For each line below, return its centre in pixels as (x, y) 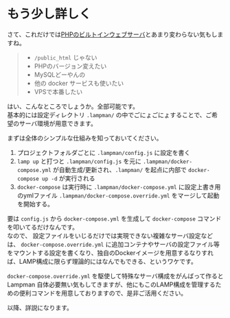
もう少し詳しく (49, 14)
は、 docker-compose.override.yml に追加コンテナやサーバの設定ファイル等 (114, 244)
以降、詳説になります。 (40, 307)
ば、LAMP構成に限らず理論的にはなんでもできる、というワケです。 (102, 261)
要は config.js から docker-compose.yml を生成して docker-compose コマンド (114, 218)
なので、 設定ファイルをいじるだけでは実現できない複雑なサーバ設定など (110, 235)
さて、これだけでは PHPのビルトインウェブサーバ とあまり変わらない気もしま (115, 34)
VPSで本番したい (58, 91)
